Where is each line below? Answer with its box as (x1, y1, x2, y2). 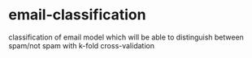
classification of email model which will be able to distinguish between (8, 32, 244, 42)
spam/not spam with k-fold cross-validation (8, 40, 154, 50)
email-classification (8, 6, 146, 24)
